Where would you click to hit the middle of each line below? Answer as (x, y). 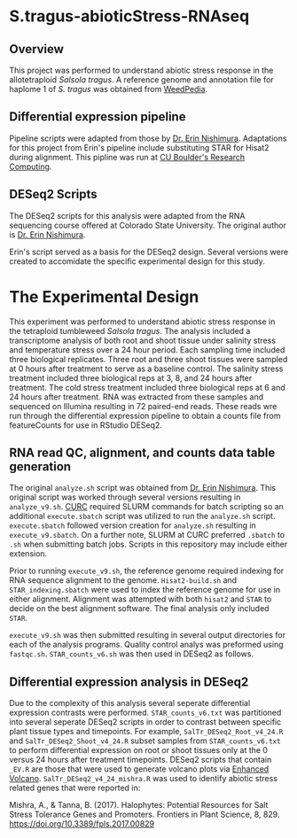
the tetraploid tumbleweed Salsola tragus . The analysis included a (130, 330)
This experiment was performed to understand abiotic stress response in (142, 322)
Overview (37, 49)
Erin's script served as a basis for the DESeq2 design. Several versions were (149, 252)
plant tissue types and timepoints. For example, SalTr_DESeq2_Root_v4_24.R (146, 732)
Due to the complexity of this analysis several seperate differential (130, 703)
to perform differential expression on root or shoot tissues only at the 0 (139, 750)
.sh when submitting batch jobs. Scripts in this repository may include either (148, 544)
